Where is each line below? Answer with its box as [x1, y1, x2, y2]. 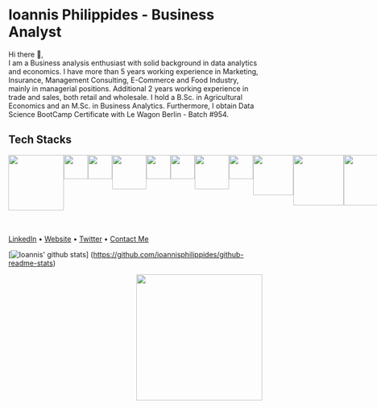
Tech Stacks [8, 133, 72, 147]
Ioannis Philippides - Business [8, 6, 215, 24]
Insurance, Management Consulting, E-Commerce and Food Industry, [8, 75, 239, 85]
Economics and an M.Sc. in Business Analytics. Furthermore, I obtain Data [8, 101, 255, 111]
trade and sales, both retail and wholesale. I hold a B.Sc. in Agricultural [8, 92, 243, 102]
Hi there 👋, [8, 49, 44, 59]
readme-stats [8, 258, 54, 268]
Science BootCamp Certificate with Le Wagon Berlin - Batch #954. [8, 109, 230, 119]
